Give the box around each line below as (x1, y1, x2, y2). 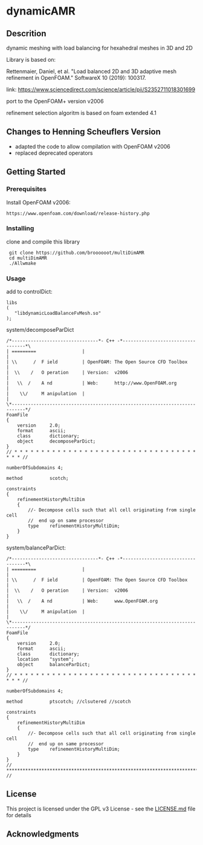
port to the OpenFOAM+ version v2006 (6, 98, 104, 105)
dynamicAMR (6, 4, 76, 18)
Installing (6, 224, 34, 233)
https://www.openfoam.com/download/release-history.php (6, 210, 150, 216)
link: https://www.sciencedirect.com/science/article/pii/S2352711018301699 (6, 86, 195, 93)
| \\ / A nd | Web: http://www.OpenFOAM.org (6, 380, 177, 386)
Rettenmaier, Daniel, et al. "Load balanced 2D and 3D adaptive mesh (6, 68, 177, 75)
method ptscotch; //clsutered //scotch (6, 699, 131, 705)
